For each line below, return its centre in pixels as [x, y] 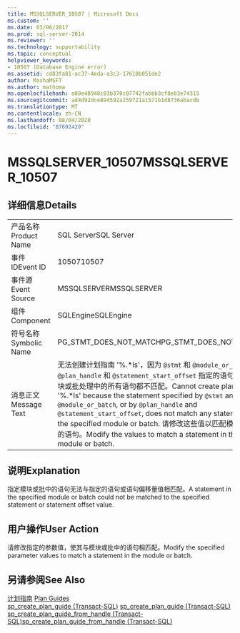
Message [26, 404]
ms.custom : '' [29, 21]
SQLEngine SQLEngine [95, 315]
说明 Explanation [44, 471]
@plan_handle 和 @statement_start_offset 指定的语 [142, 375]
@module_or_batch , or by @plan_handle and [127, 404]
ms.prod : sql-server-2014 [46, 34]
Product [24, 236]
